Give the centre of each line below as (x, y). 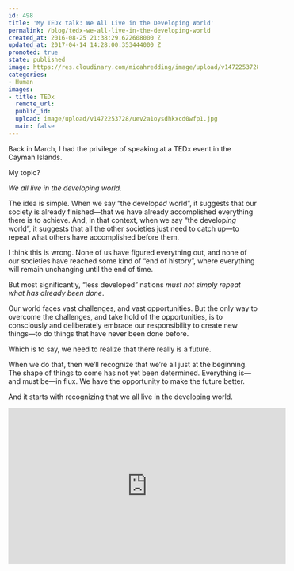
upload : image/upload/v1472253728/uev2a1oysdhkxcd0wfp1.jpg (116, 119)
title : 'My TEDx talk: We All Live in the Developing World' (111, 23)
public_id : (33, 112)
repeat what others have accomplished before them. (94, 237)
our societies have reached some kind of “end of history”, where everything (132, 261)
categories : (28, 75)
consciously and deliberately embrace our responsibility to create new (123, 325)
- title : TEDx (32, 97)
